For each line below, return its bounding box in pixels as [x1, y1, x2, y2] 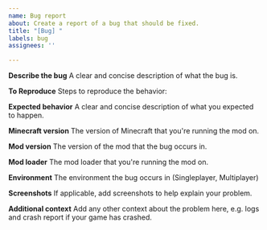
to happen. [8, 110, 44, 121]
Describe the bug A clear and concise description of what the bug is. [8, 71, 238, 80]
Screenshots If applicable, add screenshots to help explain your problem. [8, 188, 253, 198]
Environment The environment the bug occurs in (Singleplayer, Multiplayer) [8, 173, 259, 183]
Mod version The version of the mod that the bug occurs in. [8, 142, 207, 151]
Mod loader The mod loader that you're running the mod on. [8, 158, 209, 167]
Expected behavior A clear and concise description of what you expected [8, 102, 254, 112]
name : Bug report [8, 11, 67, 20]
